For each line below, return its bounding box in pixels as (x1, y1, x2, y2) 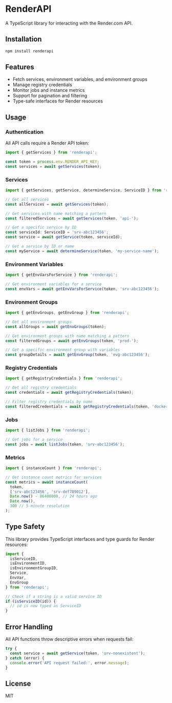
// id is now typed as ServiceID (10, 604, 81, 609)
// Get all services (5, 197, 50, 202)
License (5, 679, 31, 688)
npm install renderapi (5, 48, 54, 54)
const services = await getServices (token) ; (5, 164, 102, 169)
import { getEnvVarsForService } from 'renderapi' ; (5, 272, 118, 277)
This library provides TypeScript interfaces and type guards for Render (5, 536, 155, 542)
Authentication (5, 128, 44, 135)
